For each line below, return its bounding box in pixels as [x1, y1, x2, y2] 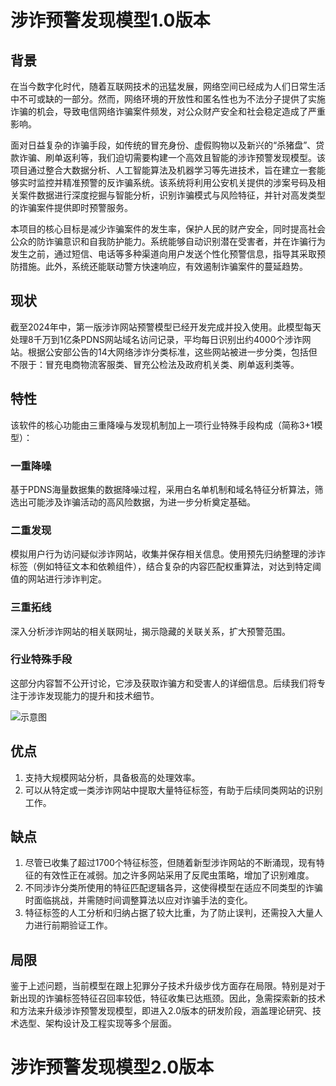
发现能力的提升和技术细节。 [44, 689, 160, 701]
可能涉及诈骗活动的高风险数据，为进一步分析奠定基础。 [27, 496, 256, 508]
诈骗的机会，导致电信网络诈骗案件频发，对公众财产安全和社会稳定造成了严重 [10, 106, 326, 117]
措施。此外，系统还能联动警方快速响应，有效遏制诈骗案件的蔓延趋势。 [18, 261, 308, 272]
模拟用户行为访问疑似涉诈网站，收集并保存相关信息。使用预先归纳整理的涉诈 [10, 548, 326, 560]
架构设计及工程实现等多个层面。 [44, 1017, 177, 1030]
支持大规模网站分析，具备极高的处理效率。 [24, 771, 201, 783]
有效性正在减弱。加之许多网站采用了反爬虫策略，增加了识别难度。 [42, 869, 315, 881]
